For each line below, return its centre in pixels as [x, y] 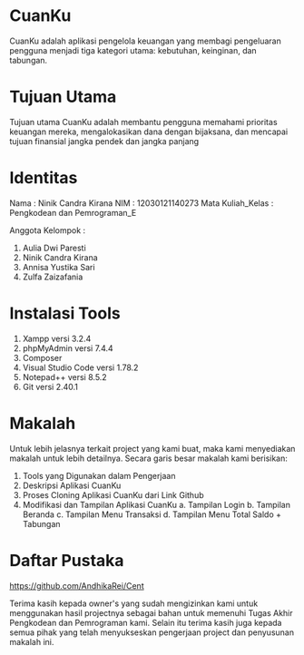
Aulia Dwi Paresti [54, 248]
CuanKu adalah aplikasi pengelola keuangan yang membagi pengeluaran [145, 41]
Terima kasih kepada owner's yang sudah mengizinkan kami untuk [134, 603]
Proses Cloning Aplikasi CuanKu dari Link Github [113, 494]
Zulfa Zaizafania [53, 277]
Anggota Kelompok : [48, 230]
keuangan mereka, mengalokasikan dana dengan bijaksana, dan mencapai [149, 132]
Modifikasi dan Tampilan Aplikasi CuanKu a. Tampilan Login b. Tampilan [156, 504]
